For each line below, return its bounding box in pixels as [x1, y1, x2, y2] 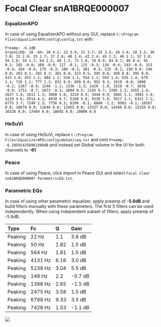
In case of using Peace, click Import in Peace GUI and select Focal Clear [5, 170, 150, 176]
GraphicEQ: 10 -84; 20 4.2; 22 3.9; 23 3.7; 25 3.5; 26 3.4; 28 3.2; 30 [5, 50, 155, 55]
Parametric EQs [5, 187, 43, 194]
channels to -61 [5, 147, 36, 153]
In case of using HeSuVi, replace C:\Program [5, 131, 93, 137]
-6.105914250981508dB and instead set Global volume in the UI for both [5, 141, 145, 148]
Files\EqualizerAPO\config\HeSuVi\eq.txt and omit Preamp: [5, 137, 125, 142]
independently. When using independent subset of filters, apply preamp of [5, 209, 154, 215]
